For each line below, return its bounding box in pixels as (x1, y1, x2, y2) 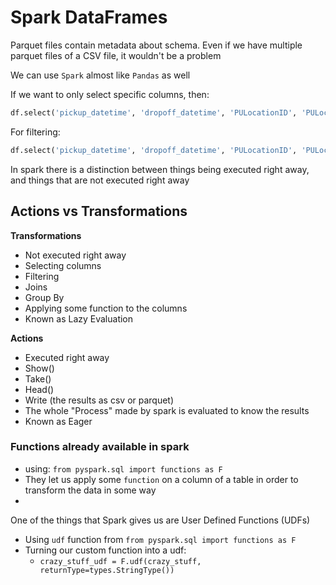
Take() (24, 372, 52, 385)
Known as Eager (24, 415, 93, 427)
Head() (24, 383, 55, 395)
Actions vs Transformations (10, 203, 188, 220)
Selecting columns (24, 259, 102, 271)
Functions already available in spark (10, 440, 190, 454)
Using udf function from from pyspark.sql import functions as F (24, 533, 297, 545)
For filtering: (10, 126, 61, 138)
